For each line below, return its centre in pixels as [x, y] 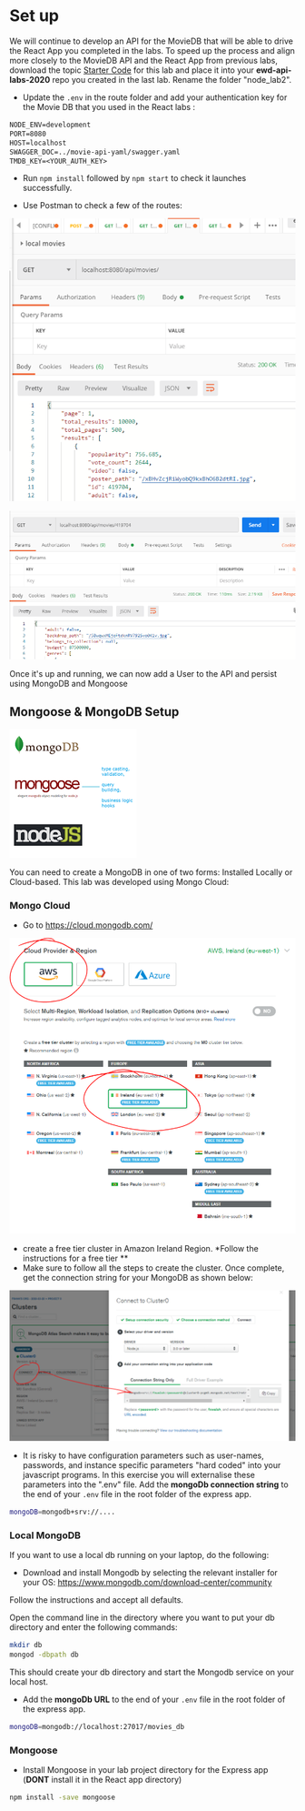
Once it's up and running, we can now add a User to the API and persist [143, 674]
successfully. [47, 187]
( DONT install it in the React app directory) [102, 1780]
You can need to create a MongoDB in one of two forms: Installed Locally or [151, 872]
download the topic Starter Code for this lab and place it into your [132, 70]
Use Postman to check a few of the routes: [103, 205]
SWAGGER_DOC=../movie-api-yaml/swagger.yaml [95, 152]
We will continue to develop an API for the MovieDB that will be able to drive [151, 41]
